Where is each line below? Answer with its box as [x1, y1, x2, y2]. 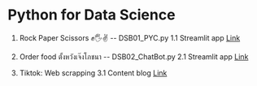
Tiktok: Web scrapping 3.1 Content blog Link [19, 67, 168, 78]
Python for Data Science [7, 6, 176, 24]
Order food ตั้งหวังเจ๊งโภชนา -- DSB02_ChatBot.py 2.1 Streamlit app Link [19, 51, 249, 62]
